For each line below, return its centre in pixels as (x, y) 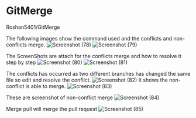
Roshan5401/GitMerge (33, 27)
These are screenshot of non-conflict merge (59, 97)
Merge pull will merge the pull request (52, 109)
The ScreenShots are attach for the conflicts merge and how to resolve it (94, 56)
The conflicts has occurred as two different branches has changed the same (98, 73)
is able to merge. (46, 86)
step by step (21, 62)
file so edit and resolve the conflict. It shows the (87, 80)
